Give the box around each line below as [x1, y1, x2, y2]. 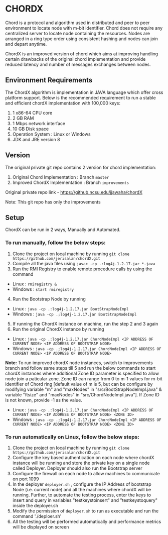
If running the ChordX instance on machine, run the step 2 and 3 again [12, 320, 158, 327]
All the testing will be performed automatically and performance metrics [12, 518, 161, 524]
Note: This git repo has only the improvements [5, 199, 101, 205]
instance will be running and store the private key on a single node [12, 460, 150, 466]
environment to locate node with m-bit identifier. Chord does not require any [5, 25, 163, 31]
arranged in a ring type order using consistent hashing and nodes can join [5, 36, 158, 42]
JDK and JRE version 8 [12, 136, 60, 142]
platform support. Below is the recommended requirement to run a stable [5, 94, 156, 100]
